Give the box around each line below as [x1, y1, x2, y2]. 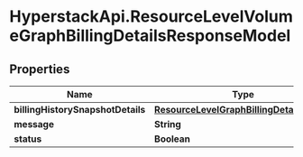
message [14, 118, 54, 130]
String [154, 118, 182, 130]
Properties [9, 61, 70, 77]
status [14, 133, 42, 145]
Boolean [154, 133, 191, 145]
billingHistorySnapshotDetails [14, 104, 146, 115]
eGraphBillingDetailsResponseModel [9, 25, 291, 46]
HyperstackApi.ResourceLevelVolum [9, 6, 293, 27]
